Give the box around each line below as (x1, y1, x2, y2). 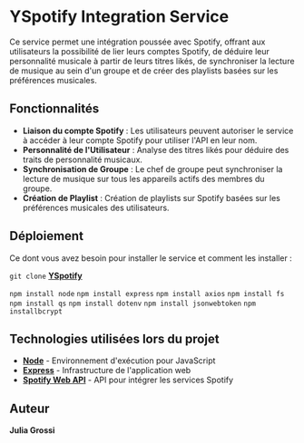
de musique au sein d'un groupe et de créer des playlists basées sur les (9, 65, 279, 76)
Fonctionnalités (9, 101, 100, 117)
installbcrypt (9, 306, 64, 316)
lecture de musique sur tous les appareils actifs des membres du (22, 173, 265, 184)
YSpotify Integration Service (9, 6, 230, 27)
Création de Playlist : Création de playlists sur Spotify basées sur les (22, 192, 281, 203)
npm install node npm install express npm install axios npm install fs (9, 289, 285, 298)
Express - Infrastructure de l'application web (22, 365, 191, 376)
